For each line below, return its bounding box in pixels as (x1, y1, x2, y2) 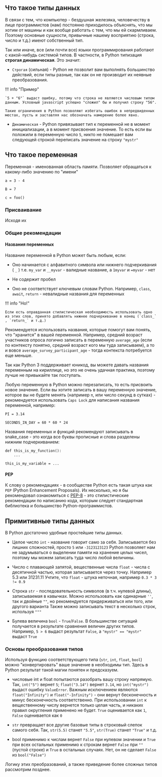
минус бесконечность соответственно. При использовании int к (12, 697, 147, 703)
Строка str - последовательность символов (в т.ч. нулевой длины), (12, 588, 152, 594)
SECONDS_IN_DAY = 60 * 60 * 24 (5, 420, 68, 425)
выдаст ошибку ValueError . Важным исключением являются (12, 687, 138, 693)
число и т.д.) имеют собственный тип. (5, 37, 84, 43)
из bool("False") (12, 752, 47, 758)
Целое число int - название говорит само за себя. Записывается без (12, 539, 156, 545)
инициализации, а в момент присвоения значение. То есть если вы (12, 126, 152, 132)
